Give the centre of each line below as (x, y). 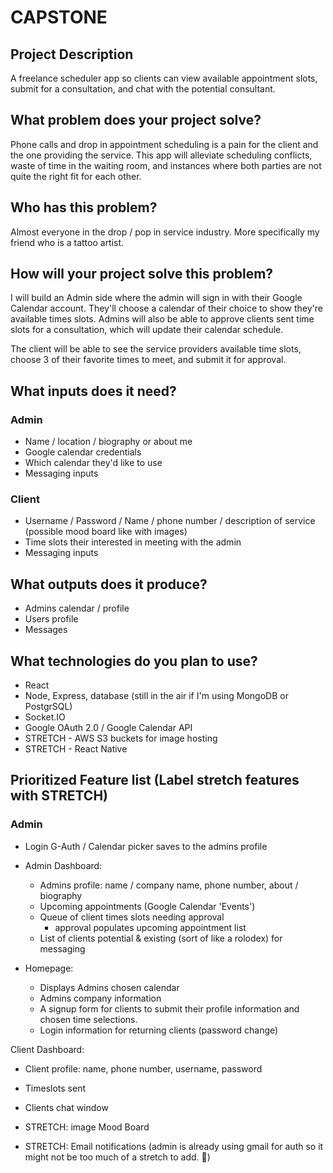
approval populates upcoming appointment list (150, 927)
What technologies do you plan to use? (134, 661)
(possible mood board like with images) (106, 532)
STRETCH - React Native (76, 749)
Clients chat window (66, 1107)
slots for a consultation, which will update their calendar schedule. (147, 330)
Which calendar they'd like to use (93, 463)
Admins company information (100, 998)
